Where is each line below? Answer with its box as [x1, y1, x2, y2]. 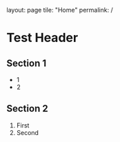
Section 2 [6, 103, 49, 114]
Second [16, 128, 39, 136]
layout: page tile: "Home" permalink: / [6, 6, 113, 14]
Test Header [6, 30, 79, 45]
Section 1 [6, 57, 46, 69]
